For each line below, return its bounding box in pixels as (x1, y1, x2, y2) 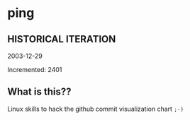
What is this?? (7, 86, 72, 98)
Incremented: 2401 (7, 66, 62, 73)
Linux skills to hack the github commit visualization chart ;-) (7, 104, 184, 113)
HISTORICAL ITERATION (7, 33, 116, 45)
